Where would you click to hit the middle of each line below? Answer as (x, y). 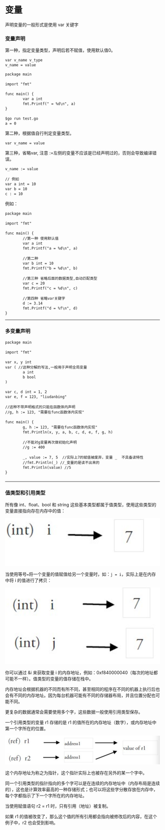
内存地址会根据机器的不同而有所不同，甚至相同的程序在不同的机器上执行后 (80, 689)
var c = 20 (34, 283)
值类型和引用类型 (25, 493)
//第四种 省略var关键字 (44, 299)
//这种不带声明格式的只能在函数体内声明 (40, 407)
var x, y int (18, 362)
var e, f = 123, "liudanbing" (36, 397)
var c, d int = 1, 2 (26, 392)
